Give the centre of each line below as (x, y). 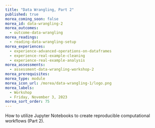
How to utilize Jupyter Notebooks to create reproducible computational (77, 116)
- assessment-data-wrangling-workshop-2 (52, 70)
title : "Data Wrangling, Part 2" (40, 10)
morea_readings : (22, 38)
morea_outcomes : (22, 28)
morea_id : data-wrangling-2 (34, 23)
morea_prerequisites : (27, 74)
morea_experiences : (25, 46)
